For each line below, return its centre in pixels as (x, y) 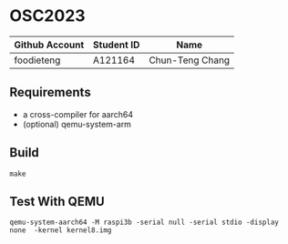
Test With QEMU (57, 201)
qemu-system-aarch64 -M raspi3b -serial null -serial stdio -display (144, 223)
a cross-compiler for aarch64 (78, 114)
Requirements (50, 92)
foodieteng (37, 60)
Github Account (49, 45)
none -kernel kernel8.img (61, 230)
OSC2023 (47, 16)
